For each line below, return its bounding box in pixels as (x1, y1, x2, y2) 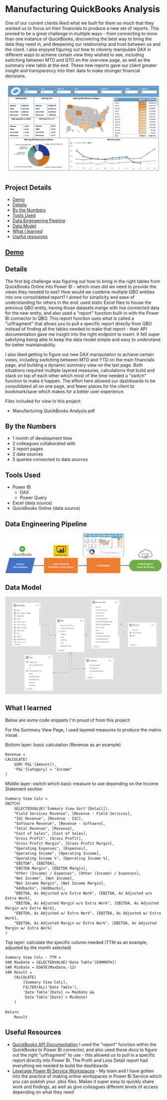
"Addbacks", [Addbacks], (14, 885, 66, 891)
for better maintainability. (5, 342, 57, 348)
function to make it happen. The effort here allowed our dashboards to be (5, 377, 156, 384)
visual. (5, 732, 19, 738)
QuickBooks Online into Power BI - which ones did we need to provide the (5, 283, 157, 289)
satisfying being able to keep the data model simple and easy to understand (5, 336, 161, 342)
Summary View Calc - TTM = (5, 955, 61, 960)
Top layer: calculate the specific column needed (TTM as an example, (5, 939, 148, 945)
